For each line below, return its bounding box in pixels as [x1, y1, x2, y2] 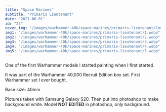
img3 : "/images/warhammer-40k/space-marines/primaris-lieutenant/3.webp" [5, 39, 161, 44]
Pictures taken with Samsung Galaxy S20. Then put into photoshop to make [5, 96, 159, 102]
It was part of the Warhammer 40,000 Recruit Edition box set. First [5, 72, 140, 77]
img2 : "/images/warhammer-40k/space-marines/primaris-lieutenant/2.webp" [5, 35, 161, 40]
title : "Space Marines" [5, 7, 54, 12]
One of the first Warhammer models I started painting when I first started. [5, 62, 155, 68]
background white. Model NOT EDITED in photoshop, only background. [5, 101, 151, 107]
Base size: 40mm [5, 86, 41, 92]
